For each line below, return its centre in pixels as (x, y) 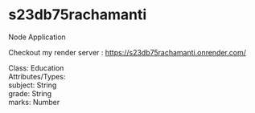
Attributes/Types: (37, 76)
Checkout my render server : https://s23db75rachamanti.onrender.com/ (127, 52)
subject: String (33, 85)
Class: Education (36, 68)
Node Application (37, 37)
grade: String (30, 93)
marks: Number (34, 102)
